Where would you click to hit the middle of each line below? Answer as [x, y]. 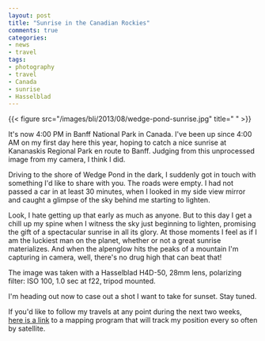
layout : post [30, 15]
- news [19, 45]
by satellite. [27, 328]
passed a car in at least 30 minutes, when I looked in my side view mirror [127, 191]
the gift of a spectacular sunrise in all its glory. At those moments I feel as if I [132, 232]
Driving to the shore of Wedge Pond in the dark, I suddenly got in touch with [132, 175]
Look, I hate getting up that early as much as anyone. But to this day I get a [130, 215]
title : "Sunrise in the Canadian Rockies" [79, 23]
